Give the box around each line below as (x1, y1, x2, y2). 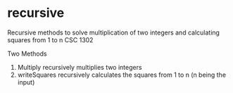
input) (17, 77, 35, 86)
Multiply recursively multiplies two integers (17, 63, 142, 71)
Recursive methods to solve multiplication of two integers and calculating (7, 28, 220, 37)
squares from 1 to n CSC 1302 (7, 35, 94, 44)
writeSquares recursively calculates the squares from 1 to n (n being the (17, 70, 227, 79)
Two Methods (7, 49, 47, 58)
